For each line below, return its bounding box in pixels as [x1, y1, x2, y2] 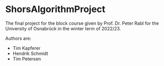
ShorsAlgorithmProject [5, 4, 106, 15]
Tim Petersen [12, 55, 41, 61]
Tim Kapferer [12, 45, 41, 51]
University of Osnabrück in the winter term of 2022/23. [5, 25, 121, 31]
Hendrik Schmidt [12, 50, 49, 56]
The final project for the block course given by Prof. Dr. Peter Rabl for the [5, 20, 159, 26]
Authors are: [5, 35, 32, 41]
